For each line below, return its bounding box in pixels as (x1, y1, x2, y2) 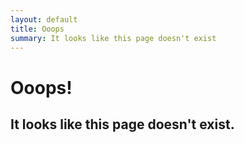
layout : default (10, 14, 78, 25)
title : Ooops (10, 24, 65, 34)
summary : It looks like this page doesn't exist (10, 33, 217, 43)
